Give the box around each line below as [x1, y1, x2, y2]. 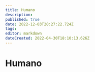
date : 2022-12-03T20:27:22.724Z [5, 21, 74, 27]
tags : [5, 26, 17, 31]
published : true [5, 17, 40, 22]
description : [5, 12, 33, 17]
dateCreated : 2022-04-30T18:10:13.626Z [5, 36, 90, 41]
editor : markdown [5, 31, 42, 36]
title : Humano [5, 7, 36, 13]
